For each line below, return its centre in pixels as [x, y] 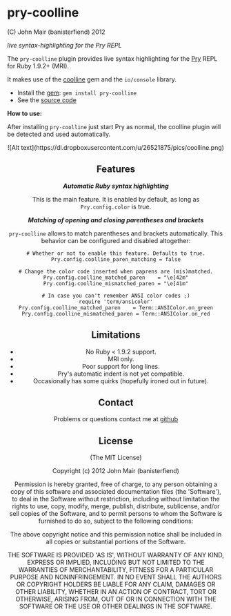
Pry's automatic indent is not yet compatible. [121, 374]
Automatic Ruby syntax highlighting [116, 186]
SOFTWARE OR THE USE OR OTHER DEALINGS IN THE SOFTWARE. [116, 606]
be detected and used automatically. [59, 134]
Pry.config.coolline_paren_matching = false [116, 259]
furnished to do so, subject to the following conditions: [116, 521]
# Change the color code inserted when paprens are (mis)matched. [116, 271]
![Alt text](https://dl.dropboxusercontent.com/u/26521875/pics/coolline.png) [116, 147]
